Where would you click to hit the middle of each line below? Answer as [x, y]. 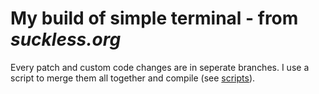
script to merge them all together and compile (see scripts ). [133, 78]
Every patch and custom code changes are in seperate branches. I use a [160, 67]
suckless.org [66, 39]
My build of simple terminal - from [154, 18]
